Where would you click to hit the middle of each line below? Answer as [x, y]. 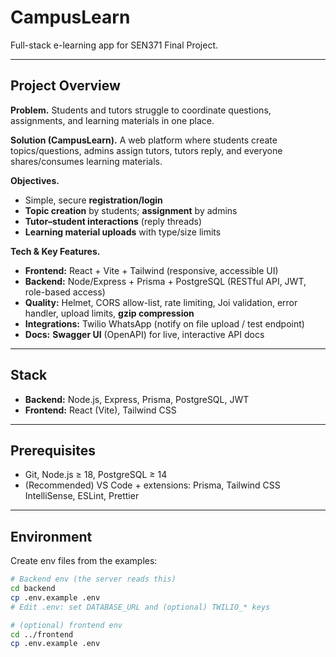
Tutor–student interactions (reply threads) [113, 221]
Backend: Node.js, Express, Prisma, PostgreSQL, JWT [137, 399]
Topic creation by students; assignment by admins [131, 210]
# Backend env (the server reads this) [93, 579]
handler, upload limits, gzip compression [109, 313]
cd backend [33, 589]
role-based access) [65, 292]
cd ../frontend [42, 634]
